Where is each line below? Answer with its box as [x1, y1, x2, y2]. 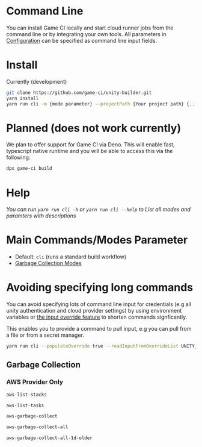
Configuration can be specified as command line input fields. [6, 37, 158, 44]
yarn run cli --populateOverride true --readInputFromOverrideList [6, 343, 179, 349]
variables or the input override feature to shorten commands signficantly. [6, 313, 188, 320]
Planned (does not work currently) [6, 121, 182, 135]
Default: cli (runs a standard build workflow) [14, 253, 127, 260]
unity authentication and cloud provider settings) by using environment [6, 307, 182, 314]
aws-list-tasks [6, 402, 44, 408]
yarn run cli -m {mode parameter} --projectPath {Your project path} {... [6, 101, 198, 107]
